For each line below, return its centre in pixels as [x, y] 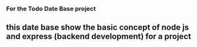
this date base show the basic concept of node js [98, 28]
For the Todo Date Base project [51, 9]
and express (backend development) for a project [98, 37]
